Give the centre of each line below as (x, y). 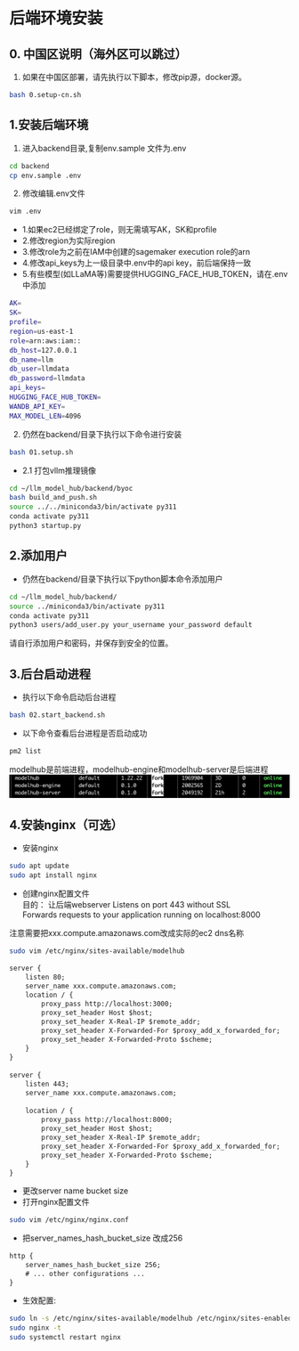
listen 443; (47, 1084)
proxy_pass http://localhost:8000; (107, 1120)
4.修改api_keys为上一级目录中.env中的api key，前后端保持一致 (137, 263)
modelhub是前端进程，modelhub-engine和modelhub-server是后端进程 (139, 769)
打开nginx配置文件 (56, 1202)
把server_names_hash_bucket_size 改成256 (102, 1238)
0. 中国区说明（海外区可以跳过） (98, 54)
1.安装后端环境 (49, 125)
